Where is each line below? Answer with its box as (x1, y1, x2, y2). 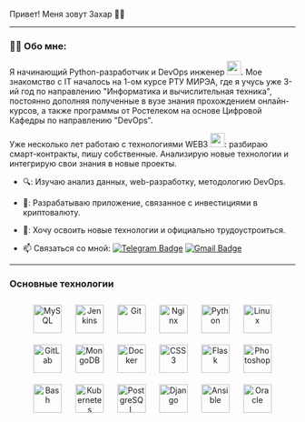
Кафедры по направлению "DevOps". (9, 115, 153, 126)
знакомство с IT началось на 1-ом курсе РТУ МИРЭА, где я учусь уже (9, 76, 282, 87)
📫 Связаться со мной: (22, 243, 111, 254)
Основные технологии (9, 277, 114, 290)
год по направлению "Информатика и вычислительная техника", (21, 86, 272, 97)
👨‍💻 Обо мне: (9, 39, 67, 52)
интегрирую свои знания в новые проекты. (9, 158, 177, 169)
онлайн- (257, 95, 290, 106)
